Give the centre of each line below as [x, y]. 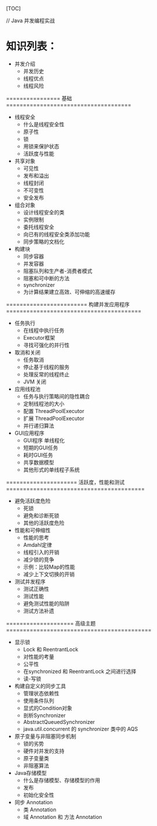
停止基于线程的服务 [46, 367]
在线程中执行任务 [44, 330]
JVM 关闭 [35, 381]
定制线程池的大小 [44, 404]
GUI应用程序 [29, 433]
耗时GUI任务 [38, 455]
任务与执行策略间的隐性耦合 [57, 396]
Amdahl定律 [38, 544]
